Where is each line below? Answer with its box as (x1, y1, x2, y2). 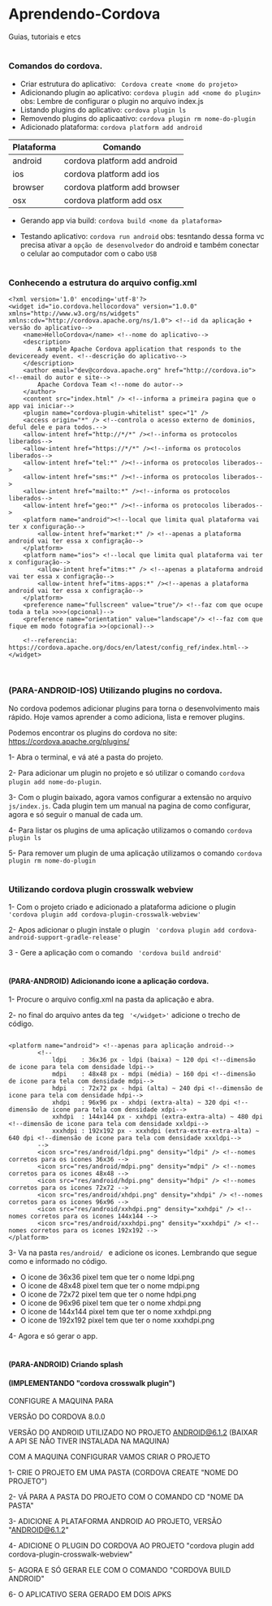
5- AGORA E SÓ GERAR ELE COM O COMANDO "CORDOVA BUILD (8, 1565, 231, 1575)
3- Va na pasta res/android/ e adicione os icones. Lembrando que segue (8, 1248, 257, 1258)
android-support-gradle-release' (8, 933, 122, 942)
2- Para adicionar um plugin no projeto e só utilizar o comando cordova (8, 768, 245, 777)
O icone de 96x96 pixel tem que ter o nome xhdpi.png (19, 1297, 201, 1308)
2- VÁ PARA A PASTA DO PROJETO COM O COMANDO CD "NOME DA (8, 1492, 244, 1502)
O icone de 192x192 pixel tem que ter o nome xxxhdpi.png (19, 1315, 215, 1325)
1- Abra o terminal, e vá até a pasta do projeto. (8, 752, 164, 762)
